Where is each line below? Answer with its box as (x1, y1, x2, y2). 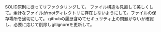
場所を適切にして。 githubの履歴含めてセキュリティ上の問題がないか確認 (9, 16, 154, 21)
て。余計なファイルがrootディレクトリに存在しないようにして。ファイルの (5, 10, 152, 16)
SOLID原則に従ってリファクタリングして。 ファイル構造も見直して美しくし (5, 4, 154, 9)
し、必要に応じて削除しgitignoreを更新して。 (5, 22, 95, 27)
